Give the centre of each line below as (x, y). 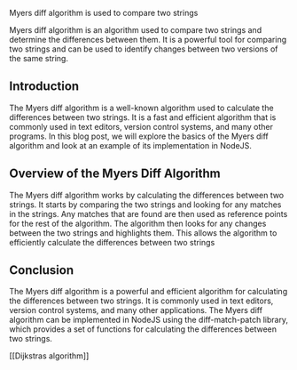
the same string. (39, 58)
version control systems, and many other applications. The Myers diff (136, 310)
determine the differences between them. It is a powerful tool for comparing (148, 40)
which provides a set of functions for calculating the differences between (143, 329)
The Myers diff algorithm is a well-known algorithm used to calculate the (141, 108)
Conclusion (42, 270)
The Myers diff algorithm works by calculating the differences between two (147, 195)
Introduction (44, 87)
